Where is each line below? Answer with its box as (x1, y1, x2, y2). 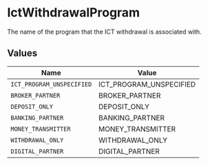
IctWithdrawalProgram (7, 5, 140, 21)
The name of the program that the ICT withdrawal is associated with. (7, 27, 202, 36)
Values (7, 47, 38, 59)
